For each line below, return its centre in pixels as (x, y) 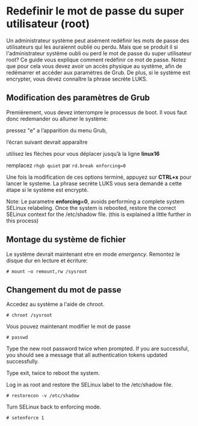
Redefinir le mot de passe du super (95, 11)
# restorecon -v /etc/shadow (43, 396)
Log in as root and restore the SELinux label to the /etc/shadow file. (90, 385)
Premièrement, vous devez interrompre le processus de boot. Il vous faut (97, 112)
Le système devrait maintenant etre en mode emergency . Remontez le (93, 254)
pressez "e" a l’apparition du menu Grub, (57, 130)
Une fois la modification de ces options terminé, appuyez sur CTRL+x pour (99, 177)
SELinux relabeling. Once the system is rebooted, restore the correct (91, 208)
